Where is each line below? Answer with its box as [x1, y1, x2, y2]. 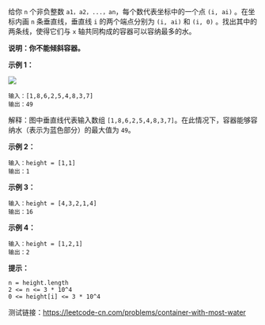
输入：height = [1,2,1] [8, 240, 83, 248]
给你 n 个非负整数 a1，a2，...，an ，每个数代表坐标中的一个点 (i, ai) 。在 [8, 7, 249, 16]
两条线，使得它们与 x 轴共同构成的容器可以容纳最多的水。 [8, 27, 196, 35]
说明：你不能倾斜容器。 [8, 43, 85, 53]
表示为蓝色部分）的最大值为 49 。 [28, 125, 136, 134]
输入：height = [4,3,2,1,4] [8, 200, 97, 207]
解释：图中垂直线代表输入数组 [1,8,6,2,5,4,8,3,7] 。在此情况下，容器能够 [8, 115, 251, 125]
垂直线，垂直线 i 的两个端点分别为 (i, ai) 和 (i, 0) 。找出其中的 [43, 17, 257, 26]
